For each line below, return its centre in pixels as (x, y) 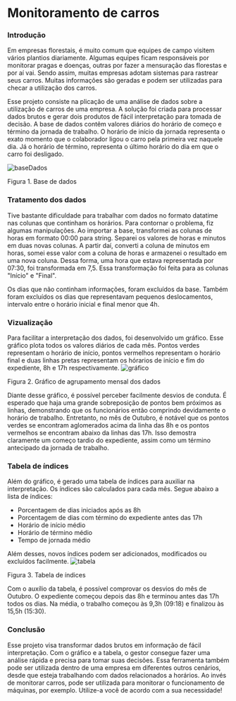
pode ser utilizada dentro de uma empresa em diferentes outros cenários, (114, 667)
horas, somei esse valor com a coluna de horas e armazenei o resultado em (117, 253)
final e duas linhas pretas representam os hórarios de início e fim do (106, 360)
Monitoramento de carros (83, 13)
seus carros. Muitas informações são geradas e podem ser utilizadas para (115, 81)
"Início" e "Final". (32, 275)
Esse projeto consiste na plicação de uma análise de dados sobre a (105, 102)
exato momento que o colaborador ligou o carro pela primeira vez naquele (115, 139)
